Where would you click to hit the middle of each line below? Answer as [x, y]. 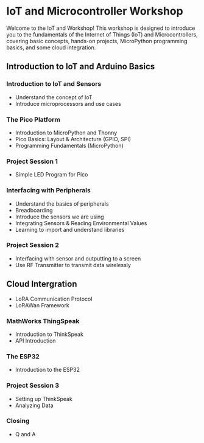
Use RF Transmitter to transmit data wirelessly [73, 265]
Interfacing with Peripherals [49, 190]
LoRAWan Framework [42, 305]
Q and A [25, 434]
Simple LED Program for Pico [51, 175]
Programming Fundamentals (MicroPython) [69, 145]
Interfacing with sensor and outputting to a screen [78, 258]
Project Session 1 [32, 161]
